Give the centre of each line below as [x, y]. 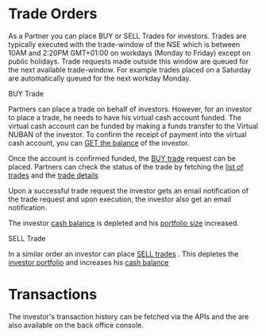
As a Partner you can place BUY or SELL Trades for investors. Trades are [127, 36]
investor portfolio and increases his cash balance [89, 262]
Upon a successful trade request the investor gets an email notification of [128, 190]
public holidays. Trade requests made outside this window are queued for [129, 61]
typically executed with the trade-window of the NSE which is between [124, 44]
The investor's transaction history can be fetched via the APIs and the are [129, 316]
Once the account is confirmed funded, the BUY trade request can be [122, 158]
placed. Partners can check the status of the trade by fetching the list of [126, 166]
